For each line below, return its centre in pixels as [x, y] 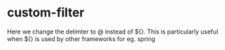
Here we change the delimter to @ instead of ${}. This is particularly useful [113, 32]
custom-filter [46, 13]
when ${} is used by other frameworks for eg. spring [81, 38]
